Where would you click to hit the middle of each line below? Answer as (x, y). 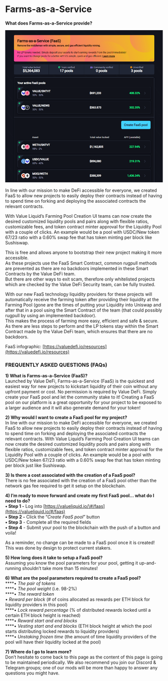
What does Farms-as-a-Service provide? (49, 23)
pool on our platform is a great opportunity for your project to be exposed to (83, 402)
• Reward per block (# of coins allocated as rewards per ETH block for (78, 599)
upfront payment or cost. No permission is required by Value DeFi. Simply (81, 392)
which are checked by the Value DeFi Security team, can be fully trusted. (80, 285)
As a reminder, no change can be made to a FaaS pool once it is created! (80, 542)
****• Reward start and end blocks (41, 621)
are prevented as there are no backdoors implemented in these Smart (77, 268)
